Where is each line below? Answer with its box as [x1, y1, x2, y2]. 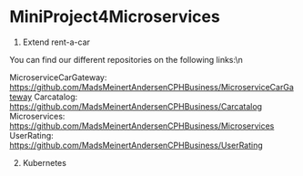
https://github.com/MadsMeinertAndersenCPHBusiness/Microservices [9, 120, 275, 131]
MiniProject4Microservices [9, 6, 220, 27]
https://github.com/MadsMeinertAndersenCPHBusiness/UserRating [9, 140, 264, 150]
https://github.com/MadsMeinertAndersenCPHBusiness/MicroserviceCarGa [9, 81, 294, 92]
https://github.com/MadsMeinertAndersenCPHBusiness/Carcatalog [9, 100, 262, 111]
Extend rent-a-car [22, 36, 91, 47]
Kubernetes [22, 157, 66, 168]
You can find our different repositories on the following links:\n [9, 54, 243, 65]
